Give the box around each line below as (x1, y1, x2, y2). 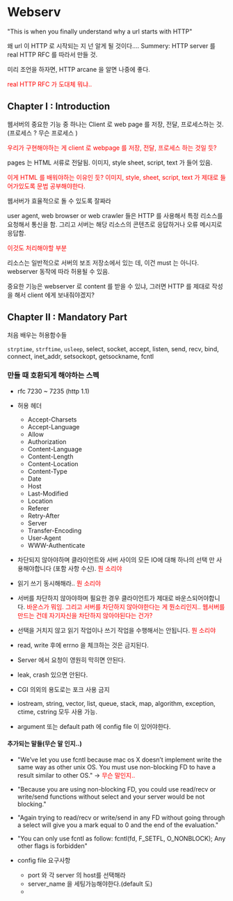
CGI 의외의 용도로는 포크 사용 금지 (17, 685, 110, 693)
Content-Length (27, 452, 74, 461)
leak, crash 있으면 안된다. (17, 670, 88, 679)
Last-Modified (27, 489, 68, 498)
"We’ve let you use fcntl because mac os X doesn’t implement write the (17, 755, 223, 764)
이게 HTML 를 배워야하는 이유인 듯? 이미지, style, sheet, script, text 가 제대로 (7, 173, 219, 181)
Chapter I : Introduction (7, 100, 110, 112)
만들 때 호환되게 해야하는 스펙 (7, 371, 99, 380)
